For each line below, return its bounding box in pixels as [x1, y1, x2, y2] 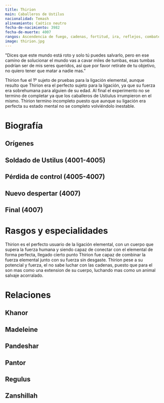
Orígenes [5, 139, 34, 148]
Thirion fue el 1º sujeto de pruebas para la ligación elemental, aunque [5, 77, 145, 83]
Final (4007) [5, 206, 43, 214]
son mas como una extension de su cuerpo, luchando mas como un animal [5, 267, 156, 273]
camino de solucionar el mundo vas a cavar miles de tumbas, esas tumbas [5, 57, 155, 63]
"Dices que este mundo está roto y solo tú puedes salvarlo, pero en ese [5, 52, 149, 58]
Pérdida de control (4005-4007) [5, 173, 105, 181]
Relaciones [5, 289, 51, 301]
